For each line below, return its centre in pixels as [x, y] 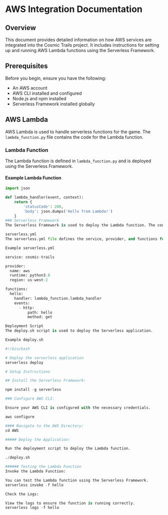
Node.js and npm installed [39, 98]
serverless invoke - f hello [34, 485]
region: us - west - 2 [29, 280]
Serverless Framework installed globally [53, 104]
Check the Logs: [22, 494]
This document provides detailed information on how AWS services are [78, 40]
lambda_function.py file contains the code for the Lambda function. [74, 137]
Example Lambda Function [33, 178]
